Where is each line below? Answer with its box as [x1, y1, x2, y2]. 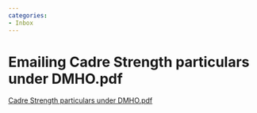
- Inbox [8, 19, 34, 27]
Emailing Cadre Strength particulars [8, 53, 250, 71]
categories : [8, 11, 48, 20]
